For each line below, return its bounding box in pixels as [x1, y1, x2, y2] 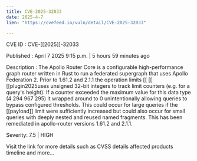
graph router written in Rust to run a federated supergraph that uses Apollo [6, 70, 188, 77]
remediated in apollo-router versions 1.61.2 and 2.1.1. [6, 120, 133, 127]
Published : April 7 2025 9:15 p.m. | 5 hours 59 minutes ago [6, 52, 150, 60]
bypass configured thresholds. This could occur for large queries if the [6, 101, 178, 109]
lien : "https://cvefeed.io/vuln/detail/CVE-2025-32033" [6, 19, 146, 25]
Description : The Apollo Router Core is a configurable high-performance [6, 64, 183, 71]
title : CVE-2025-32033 [6, 8, 62, 15]
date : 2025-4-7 [6, 14, 44, 20]
